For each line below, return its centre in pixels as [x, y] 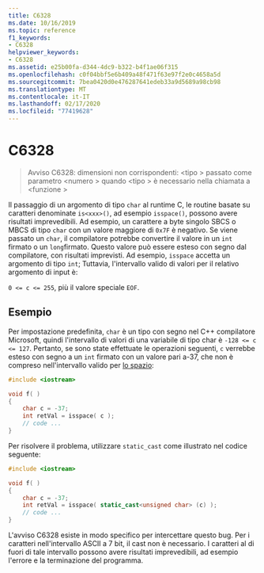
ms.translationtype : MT [47, 89]
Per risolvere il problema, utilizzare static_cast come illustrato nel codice [128, 445]
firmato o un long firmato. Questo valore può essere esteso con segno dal [127, 246]
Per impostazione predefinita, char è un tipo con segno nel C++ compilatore [132, 331]
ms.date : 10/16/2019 [42, 23]
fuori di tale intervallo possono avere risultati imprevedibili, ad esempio [123, 552]
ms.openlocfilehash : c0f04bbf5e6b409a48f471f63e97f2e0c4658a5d [115, 74]
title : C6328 [30, 15]
